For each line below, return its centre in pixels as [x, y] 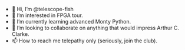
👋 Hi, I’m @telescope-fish [42, 9]
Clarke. [20, 34]
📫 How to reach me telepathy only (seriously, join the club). [85, 41]
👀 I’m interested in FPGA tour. [47, 15]
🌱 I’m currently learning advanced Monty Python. [71, 21]
